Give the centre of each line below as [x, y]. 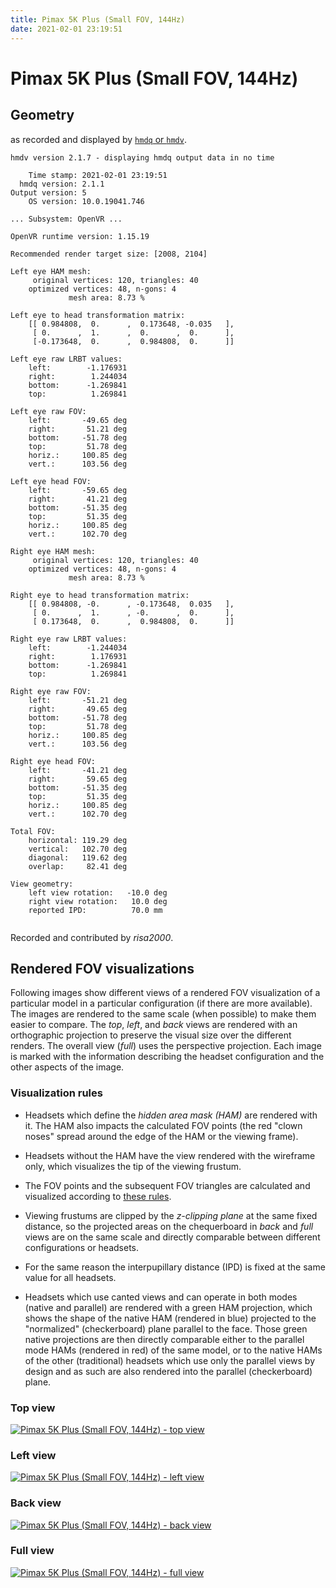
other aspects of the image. [67, 1067]
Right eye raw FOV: [51, 691]
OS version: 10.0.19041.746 [86, 201]
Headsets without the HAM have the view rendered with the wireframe [170, 1155]
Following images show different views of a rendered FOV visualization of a [165, 993]
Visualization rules [56, 1093]
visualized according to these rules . [98, 1196]
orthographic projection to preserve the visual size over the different [151, 1035]
